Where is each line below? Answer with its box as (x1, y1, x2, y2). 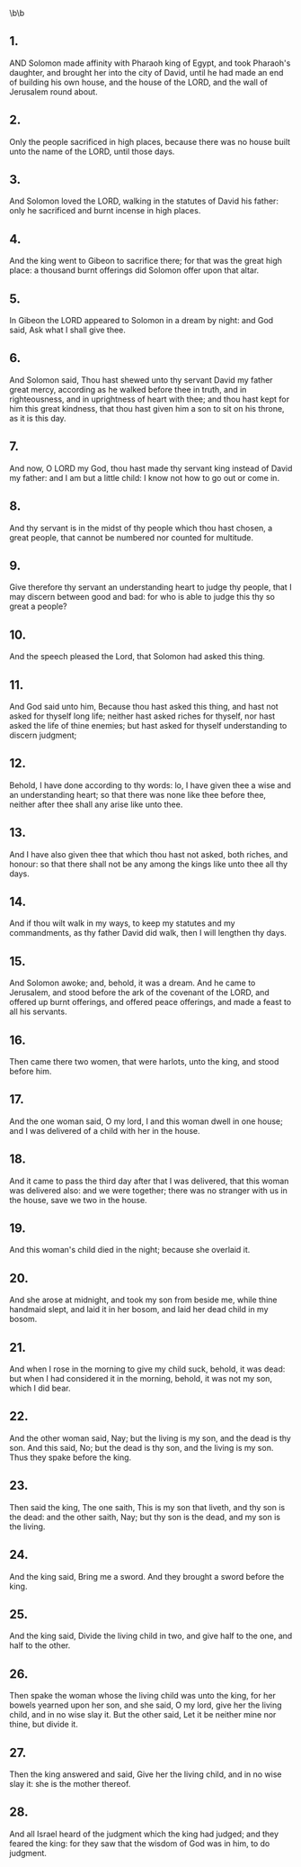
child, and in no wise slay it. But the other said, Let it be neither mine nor (9, 1709, 277, 1720)
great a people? (9, 601, 67, 612)
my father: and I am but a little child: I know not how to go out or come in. (9, 472, 280, 483)
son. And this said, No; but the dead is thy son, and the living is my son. (9, 1442, 274, 1453)
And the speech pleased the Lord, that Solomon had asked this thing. (9, 651, 265, 662)
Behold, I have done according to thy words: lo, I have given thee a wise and (9, 779, 292, 791)
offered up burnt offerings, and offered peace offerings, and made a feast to (9, 997, 292, 1008)
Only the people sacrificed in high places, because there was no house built (9, 136, 290, 147)
